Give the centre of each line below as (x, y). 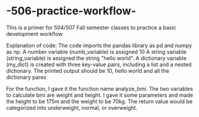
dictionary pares (26, 77)
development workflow (34, 33)
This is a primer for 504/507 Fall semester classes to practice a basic (91, 27)
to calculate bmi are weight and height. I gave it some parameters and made (99, 95)
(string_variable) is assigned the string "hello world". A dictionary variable (97, 58)
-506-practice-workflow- (71, 11)
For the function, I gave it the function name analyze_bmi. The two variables (99, 88)
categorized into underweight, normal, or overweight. (72, 107)
